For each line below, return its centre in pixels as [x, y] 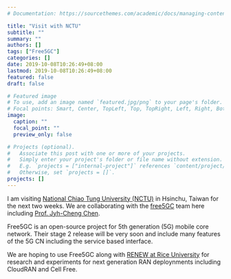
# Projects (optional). [41, 147]
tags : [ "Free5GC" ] [33, 52]
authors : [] [24, 45]
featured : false [30, 77]
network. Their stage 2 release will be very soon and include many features [114, 234]
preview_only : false [43, 134]
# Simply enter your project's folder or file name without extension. [115, 160]
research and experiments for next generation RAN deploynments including [114, 262]
